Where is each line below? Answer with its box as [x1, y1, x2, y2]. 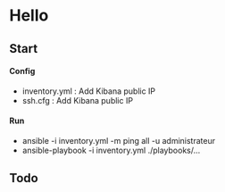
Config [9, 66, 36, 77]
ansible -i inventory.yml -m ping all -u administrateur [21, 135, 216, 146]
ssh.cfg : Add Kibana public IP [21, 95, 134, 105]
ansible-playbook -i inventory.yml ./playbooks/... [21, 145, 201, 155]
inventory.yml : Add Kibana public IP [21, 86, 156, 96]
